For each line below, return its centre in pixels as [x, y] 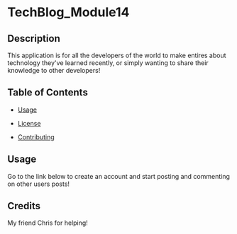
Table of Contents [48, 93]
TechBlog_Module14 [68, 12]
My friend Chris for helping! [48, 223]
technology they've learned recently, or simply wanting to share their [108, 63]
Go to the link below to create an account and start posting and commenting [119, 176]
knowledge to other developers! [54, 70]
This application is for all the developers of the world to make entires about [117, 55]
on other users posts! [38, 184]
